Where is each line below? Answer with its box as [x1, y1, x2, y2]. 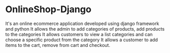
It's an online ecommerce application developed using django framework [5, 20, 160, 26]
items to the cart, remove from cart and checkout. [5, 42, 111, 48]
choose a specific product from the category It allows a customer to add [5, 37, 158, 43]
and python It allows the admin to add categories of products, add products [5, 25, 165, 32]
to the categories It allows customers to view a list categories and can [5, 31, 153, 37]
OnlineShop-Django [5, 4, 92, 15]
